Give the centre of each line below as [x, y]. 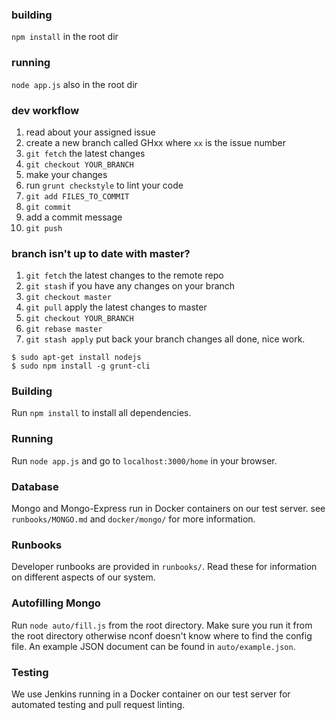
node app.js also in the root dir [74, 84]
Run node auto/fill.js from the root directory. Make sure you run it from [162, 625]
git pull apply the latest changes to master [116, 307]
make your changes [66, 174]
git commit [48, 207]
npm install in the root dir [65, 37]
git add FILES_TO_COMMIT [77, 196]
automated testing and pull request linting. [98, 704]
